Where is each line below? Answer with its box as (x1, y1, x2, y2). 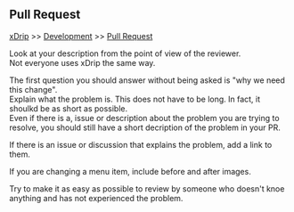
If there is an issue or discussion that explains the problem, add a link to (9, 139, 273, 150)
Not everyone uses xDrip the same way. (9, 57, 156, 68)
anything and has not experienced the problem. (9, 192, 184, 203)
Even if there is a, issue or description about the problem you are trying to (9, 112, 280, 123)
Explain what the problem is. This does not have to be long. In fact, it (9, 94, 261, 104)
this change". (9, 84, 58, 94)
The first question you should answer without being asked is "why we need (9, 75, 285, 86)
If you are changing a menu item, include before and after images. (9, 166, 251, 176)
